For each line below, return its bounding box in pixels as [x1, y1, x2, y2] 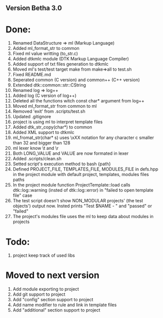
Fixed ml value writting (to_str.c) [12, 50, 78, 56]
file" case [12, 192, 33, 198]
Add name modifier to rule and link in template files [12, 302, 117, 308]
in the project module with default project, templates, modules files [12, 172, 149, 178]
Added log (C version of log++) [12, 92, 77, 98]
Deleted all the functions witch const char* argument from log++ [12, 98, 145, 104]
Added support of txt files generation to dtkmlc [12, 61, 109, 67]
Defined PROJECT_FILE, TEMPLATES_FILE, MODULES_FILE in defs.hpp [12, 166, 159, 172]
